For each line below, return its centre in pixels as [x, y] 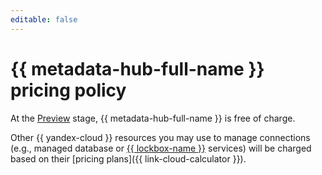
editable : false [44, 19]
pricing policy [68, 90]
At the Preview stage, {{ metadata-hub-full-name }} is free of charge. [153, 118]
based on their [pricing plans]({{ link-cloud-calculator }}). [128, 158]
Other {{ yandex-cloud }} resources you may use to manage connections [160, 137]
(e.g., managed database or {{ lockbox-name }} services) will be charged [161, 148]
